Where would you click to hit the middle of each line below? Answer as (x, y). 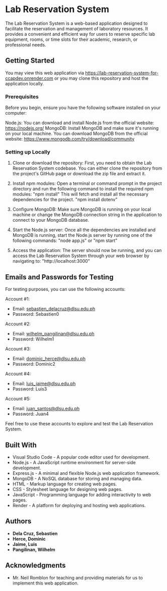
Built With (21, 445)
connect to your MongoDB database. (51, 220)
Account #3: (18, 349)
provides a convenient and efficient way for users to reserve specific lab (80, 34)
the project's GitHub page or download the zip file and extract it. (79, 174)
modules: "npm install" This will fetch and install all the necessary (80, 194)
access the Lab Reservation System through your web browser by (81, 256)
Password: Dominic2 (34, 364)
